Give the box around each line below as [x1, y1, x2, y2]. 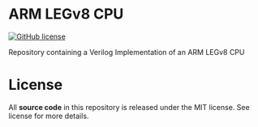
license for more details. [8, 111, 89, 121]
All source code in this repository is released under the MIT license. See [8, 102, 250, 112]
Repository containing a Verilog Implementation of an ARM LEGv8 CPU [8, 47, 245, 57]
